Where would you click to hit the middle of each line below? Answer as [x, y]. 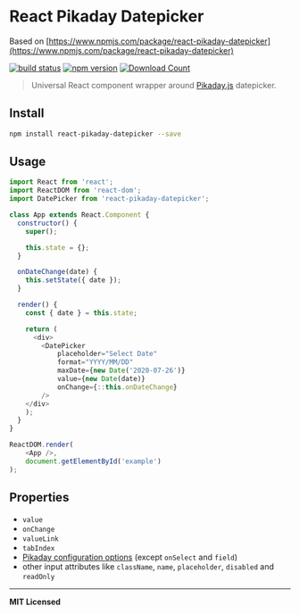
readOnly [38, 577]
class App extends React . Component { [79, 215]
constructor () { [47, 223]
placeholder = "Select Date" [107, 354]
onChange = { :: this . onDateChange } [117, 387]
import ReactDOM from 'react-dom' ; [75, 191]
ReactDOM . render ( [42, 445]
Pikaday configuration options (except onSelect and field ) [130, 557]
